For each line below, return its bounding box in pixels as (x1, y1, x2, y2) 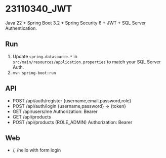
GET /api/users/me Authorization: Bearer (12, 108, 98, 114)
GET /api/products (12, 113, 52, 120)
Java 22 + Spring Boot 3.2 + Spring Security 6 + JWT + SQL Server (5, 20, 146, 26)
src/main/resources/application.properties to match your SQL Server (12, 59, 161, 65)
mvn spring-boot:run (12, 70, 56, 75)
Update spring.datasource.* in (12, 53, 77, 59)
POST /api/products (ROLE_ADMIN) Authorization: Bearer (12, 119, 133, 125)
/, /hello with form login (12, 147, 61, 153)
